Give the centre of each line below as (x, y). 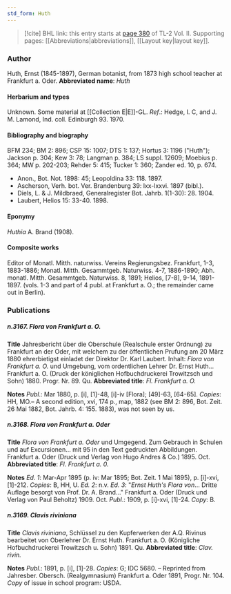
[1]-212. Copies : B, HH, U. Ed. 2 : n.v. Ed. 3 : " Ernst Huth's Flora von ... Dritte (112, 485)
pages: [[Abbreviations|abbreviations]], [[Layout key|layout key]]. (117, 40)
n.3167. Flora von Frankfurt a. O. (54, 327)
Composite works (33, 248)
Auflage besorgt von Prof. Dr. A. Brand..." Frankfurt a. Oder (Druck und (107, 492)
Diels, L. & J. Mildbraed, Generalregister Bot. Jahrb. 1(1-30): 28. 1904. (115, 193)
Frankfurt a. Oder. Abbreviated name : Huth (69, 81)
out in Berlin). (26, 292)
